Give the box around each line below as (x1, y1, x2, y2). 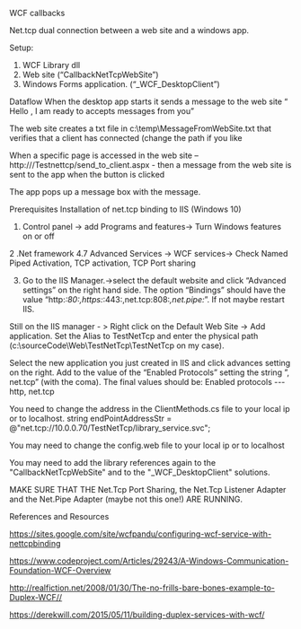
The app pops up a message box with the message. (9, 187, 201, 197)
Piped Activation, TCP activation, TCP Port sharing (9, 258, 196, 268)
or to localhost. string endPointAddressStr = (9, 413, 173, 424)
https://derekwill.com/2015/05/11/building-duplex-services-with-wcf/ (9, 609, 265, 620)
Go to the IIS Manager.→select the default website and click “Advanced (22, 275, 287, 285)
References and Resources (9, 511, 110, 521)
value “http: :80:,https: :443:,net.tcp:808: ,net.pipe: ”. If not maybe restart (22, 294, 285, 304)
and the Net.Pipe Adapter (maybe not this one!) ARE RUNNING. (9, 494, 243, 504)
